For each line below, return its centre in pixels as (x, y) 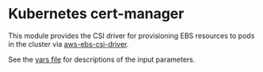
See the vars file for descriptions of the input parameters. (102, 59)
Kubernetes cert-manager (96, 14)
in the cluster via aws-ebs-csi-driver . (69, 44)
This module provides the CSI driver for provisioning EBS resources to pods (131, 36)
